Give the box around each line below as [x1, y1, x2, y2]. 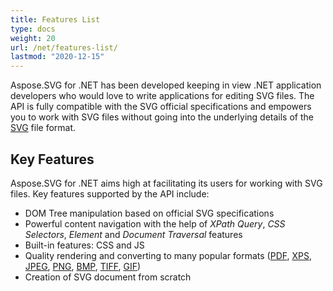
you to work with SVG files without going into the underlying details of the [10, 111, 314, 123]
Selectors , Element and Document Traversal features [24, 228, 243, 240]
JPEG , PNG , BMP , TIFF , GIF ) [24, 260, 142, 272]
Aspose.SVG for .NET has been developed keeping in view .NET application [10, 79, 322, 91]
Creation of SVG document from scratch [24, 271, 192, 283]
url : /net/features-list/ [10, 42, 118, 53]
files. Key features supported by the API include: [10, 187, 210, 200]
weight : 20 [10, 33, 56, 43]
